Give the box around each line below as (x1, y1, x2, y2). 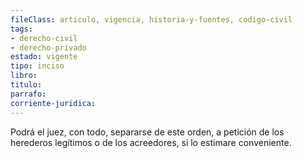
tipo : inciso (10, 61, 65, 71)
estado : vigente (10, 52, 78, 62)
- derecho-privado (10, 42, 87, 53)
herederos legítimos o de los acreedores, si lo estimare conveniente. (10, 136, 292, 148)
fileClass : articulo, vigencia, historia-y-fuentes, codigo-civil (10, 14, 293, 25)
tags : (10, 24, 33, 34)
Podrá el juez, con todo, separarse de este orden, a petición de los (10, 126, 285, 138)
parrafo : (10, 89, 47, 99)
